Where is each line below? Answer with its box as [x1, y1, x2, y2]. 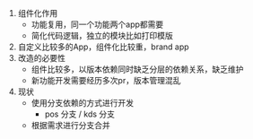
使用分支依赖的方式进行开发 [31, 98, 135, 108]
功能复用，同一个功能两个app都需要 [31, 19, 164, 30]
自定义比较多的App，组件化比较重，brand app [17, 41, 190, 52]
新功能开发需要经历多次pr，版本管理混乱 [31, 75, 181, 85]
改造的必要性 [17, 53, 65, 63]
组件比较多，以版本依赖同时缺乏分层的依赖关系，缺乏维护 [31, 64, 244, 74]
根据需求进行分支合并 [31, 120, 110, 130]
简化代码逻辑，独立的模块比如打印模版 [31, 30, 173, 40]
